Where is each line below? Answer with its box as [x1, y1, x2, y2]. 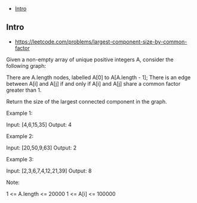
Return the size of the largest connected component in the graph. [6, 98, 167, 105]
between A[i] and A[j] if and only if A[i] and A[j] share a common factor [6, 80, 181, 87]
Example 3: [6, 155, 34, 163]
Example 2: [6, 132, 34, 139]
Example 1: [6, 110, 33, 117]
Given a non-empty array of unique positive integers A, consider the [6, 56, 174, 63]
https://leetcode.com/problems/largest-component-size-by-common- [14, 38, 187, 45]
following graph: [6, 62, 47, 69]
